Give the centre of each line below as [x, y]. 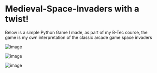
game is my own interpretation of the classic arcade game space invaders [78, 37]
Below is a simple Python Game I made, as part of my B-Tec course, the [76, 32]
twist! [17, 19]
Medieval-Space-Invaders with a [72, 9]
